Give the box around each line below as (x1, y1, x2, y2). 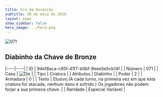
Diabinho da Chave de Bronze (5, 53, 97, 61)
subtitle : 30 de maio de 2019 (5, 12, 67, 17)
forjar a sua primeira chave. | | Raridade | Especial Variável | (5, 86, 125, 92)
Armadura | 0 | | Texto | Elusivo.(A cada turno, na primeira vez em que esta (5, 76, 156, 82)
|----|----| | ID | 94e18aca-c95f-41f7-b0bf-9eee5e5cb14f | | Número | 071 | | (5, 65, 159, 71)
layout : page (5, 16, 32, 21)
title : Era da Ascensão (5, 7, 54, 12)
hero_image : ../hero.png (5, 25, 56, 30)
